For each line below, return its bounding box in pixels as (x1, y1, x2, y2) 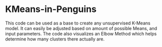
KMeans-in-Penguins (5, 3, 96, 15)
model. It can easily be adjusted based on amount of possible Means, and (5, 25, 157, 31)
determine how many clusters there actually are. (5, 36, 105, 42)
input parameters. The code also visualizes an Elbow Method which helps (5, 30, 157, 36)
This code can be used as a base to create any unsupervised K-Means (5, 20, 151, 26)
